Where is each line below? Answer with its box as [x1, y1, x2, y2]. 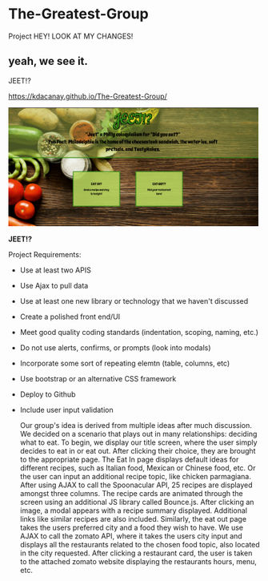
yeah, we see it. [8, 54, 88, 68]
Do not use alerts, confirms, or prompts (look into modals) [19, 343, 211, 353]
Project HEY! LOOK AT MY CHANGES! [8, 31, 134, 41]
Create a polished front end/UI [19, 312, 121, 321]
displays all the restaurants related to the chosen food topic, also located [19, 540, 260, 550]
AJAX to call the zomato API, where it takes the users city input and [19, 531, 242, 541]
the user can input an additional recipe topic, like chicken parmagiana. [19, 472, 252, 482]
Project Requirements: [8, 250, 82, 260]
